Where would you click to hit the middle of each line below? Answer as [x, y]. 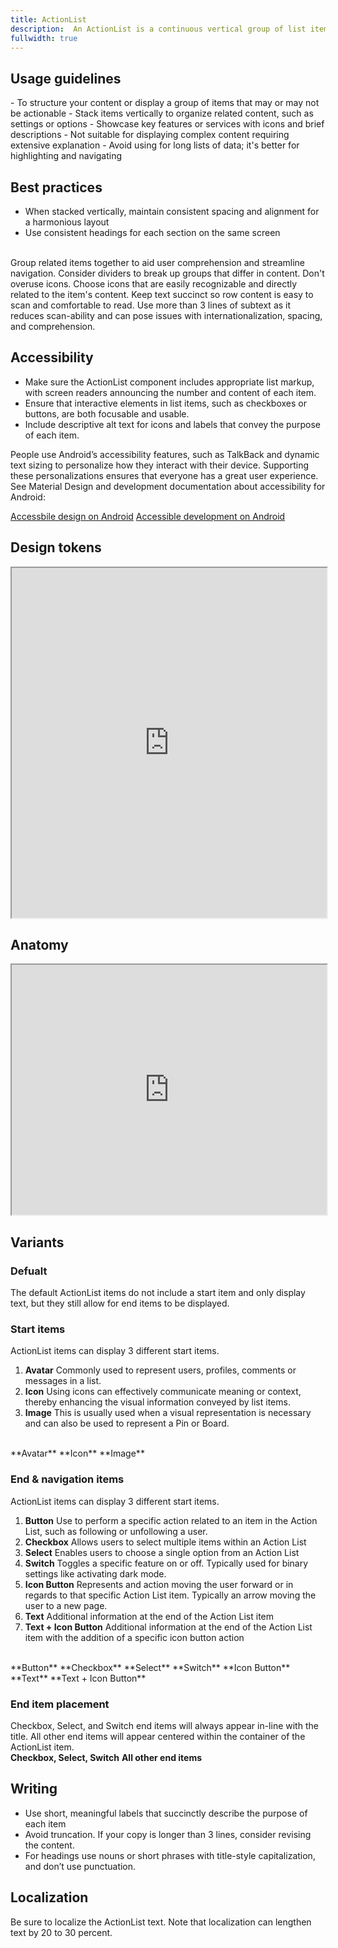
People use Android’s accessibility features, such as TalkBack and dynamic [165, 454]
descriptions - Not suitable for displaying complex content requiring [150, 135]
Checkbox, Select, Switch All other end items [106, 1758]
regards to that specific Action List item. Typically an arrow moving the [170, 1595]
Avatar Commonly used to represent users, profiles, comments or [160, 1370]
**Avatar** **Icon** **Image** [77, 1453]
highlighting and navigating [66, 156]
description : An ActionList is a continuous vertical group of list [158, 29]
